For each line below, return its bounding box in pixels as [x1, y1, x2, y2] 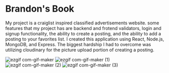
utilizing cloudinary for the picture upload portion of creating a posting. [5, 47, 155, 53]
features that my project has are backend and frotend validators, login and [5, 25, 162, 31]
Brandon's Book [5, 3, 75, 15]
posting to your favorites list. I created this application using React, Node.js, [5, 36, 164, 42]
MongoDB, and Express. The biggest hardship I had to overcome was [5, 41, 152, 47]
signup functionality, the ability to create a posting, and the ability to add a [5, 30, 161, 36]
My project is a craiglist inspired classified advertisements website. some [5, 20, 159, 26]
